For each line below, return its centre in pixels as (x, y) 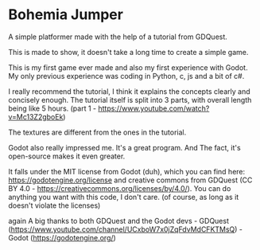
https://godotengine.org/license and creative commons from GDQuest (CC (130, 180)
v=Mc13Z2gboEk (36, 116)
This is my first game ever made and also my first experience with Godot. (128, 67)
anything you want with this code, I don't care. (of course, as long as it (124, 197)
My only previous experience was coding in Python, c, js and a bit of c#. (126, 76)
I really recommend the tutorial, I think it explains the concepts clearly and (129, 91)
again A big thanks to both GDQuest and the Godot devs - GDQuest (118, 221)
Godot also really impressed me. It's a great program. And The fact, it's (124, 147)
